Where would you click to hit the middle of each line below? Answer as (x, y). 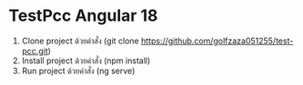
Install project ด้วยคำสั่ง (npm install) (86, 61)
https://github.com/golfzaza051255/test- (217, 41)
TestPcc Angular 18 (83, 16)
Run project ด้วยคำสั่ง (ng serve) (78, 71)
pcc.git (35, 51)
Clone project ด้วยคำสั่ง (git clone (81, 41)
